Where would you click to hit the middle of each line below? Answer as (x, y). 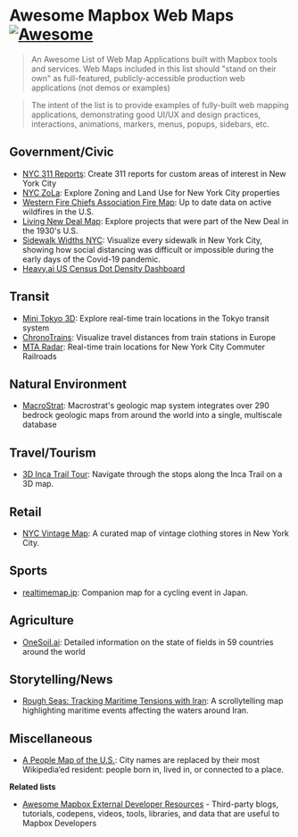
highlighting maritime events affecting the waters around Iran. (135, 710)
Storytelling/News (61, 680)
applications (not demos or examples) (101, 88)
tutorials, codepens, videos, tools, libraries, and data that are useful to (151, 814)
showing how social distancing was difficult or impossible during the (148, 249)
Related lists (33, 787)
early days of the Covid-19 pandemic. (91, 259)
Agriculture (41, 620)
